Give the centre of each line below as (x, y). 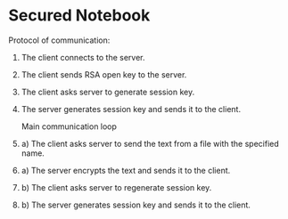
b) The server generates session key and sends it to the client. (136, 205)
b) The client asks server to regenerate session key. (116, 187)
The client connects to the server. (83, 57)
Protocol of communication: (59, 40)
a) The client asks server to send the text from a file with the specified (150, 143)
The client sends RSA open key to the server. (104, 74)
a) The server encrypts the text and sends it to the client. (126, 170)
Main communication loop (69, 126)
